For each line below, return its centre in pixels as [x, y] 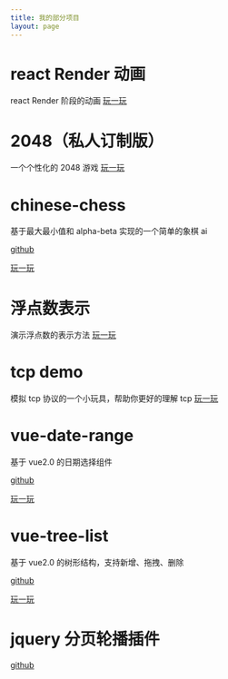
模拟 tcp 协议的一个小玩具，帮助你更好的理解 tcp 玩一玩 [114, 399]
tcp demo [47, 372]
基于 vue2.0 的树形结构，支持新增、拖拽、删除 [97, 563]
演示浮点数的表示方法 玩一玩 [63, 335]
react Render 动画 [78, 74]
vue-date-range [72, 436]
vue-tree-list [59, 536]
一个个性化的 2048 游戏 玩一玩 [68, 168]
